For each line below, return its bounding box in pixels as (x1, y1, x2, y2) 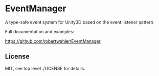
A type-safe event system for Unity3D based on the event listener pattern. (5, 19, 155, 25)
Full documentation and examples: (5, 28, 74, 34)
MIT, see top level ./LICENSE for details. (5, 65, 86, 71)
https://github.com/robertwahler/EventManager (5, 38, 101, 44)
